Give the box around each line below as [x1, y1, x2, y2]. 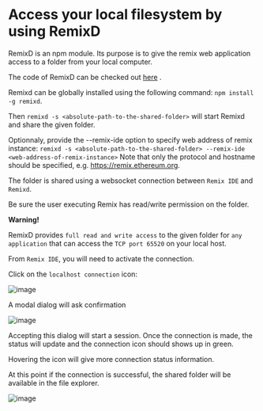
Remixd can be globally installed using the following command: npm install [8, 87, 254, 97]
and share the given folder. [8, 120, 96, 129]
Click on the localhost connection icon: [8, 269, 138, 279]
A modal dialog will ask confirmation [8, 299, 126, 310]
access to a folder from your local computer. [8, 57, 152, 67]
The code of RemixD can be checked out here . [8, 72, 162, 82]
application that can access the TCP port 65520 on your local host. [8, 238, 227, 248]
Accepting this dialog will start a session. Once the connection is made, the [8, 330, 253, 340]
